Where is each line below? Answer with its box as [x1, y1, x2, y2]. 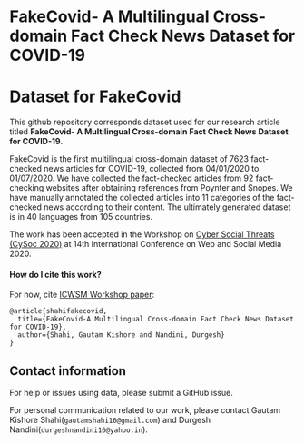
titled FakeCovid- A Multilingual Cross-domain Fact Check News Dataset [9, 126, 289, 137]
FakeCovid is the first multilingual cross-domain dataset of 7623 [9, 153, 250, 164]
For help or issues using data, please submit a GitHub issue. [9, 388, 234, 399]
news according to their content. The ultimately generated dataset [44, 202, 291, 212]
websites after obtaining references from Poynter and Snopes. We [45, 183, 293, 193]
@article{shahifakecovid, [9, 307, 107, 316]
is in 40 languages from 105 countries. [9, 212, 152, 222]
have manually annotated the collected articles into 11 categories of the [9, 192, 275, 203]
